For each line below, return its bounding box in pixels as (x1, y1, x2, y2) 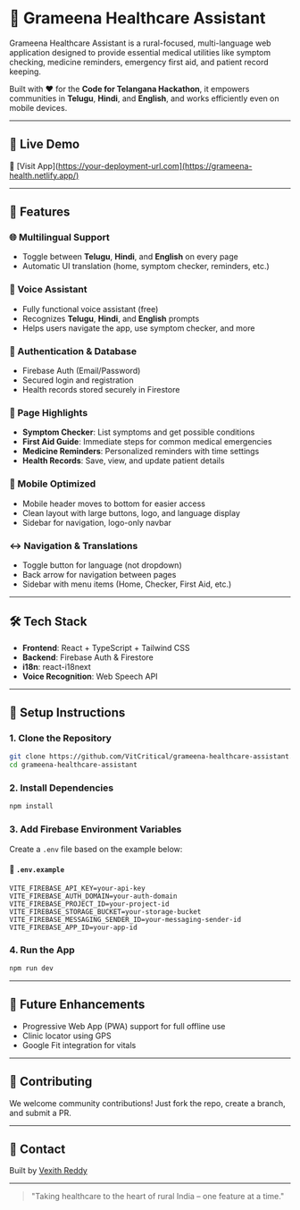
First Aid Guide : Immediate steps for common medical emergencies (21, 436, 272, 447)
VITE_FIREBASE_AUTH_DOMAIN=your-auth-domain (9, 892, 178, 901)
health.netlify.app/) (9, 170, 79, 181)
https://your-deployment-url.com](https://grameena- (57, 160, 253, 171)
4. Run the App (9, 943, 76, 956)
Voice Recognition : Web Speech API (21, 671, 158, 681)
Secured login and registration (21, 375, 134, 385)
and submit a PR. (9, 1107, 71, 1118)
